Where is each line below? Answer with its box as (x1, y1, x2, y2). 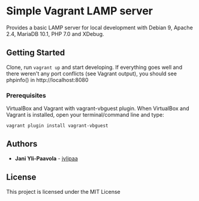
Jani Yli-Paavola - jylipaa (14, 154, 78, 162)
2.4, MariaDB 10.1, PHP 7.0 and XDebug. (6, 30, 104, 37)
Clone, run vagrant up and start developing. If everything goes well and (6, 63, 183, 71)
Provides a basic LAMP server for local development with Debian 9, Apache (6, 24, 193, 31)
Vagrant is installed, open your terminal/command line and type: (6, 111, 165, 118)
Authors (6, 139, 38, 149)
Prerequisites (6, 91, 46, 99)
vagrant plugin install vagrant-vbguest (6, 123, 109, 129)
